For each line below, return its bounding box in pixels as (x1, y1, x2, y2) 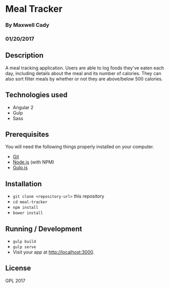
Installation (5, 179, 42, 188)
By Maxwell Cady (5, 22, 50, 29)
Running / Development (5, 224, 82, 233)
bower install (12, 210, 43, 216)
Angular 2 (12, 104, 34, 111)
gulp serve (12, 245, 36, 250)
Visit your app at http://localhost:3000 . (12, 249, 95, 255)
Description (5, 51, 44, 60)
